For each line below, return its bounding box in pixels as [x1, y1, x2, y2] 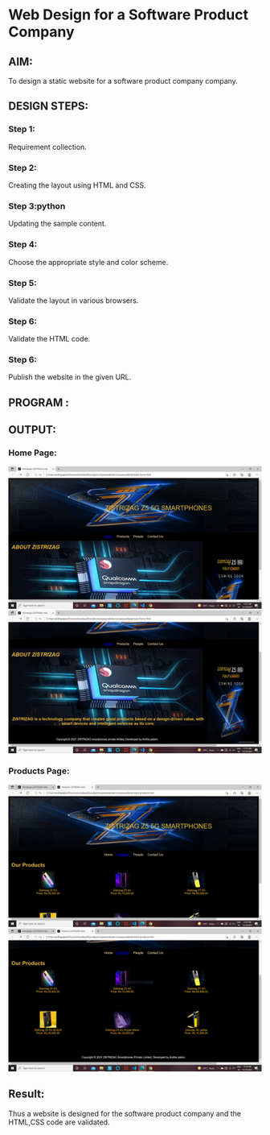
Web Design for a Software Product [8, 6, 249, 24]
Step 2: [8, 162, 38, 173]
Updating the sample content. [8, 219, 107, 229]
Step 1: [8, 123, 35, 135]
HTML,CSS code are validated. [8, 1117, 110, 1127]
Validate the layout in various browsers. [8, 296, 139, 305]
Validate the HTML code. [8, 334, 91, 344]
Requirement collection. [8, 142, 87, 151]
